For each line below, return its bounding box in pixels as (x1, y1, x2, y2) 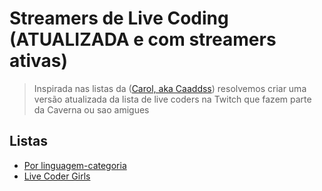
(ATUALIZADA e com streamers (9, 28, 277, 51)
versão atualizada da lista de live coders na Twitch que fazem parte (33, 93, 312, 105)
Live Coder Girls (23, 170, 91, 182)
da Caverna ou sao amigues (33, 103, 150, 116)
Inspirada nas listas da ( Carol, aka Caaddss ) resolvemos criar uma (33, 82, 307, 94)
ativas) (9, 50, 69, 72)
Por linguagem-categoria (23, 159, 127, 171)
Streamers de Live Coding (9, 7, 229, 30)
